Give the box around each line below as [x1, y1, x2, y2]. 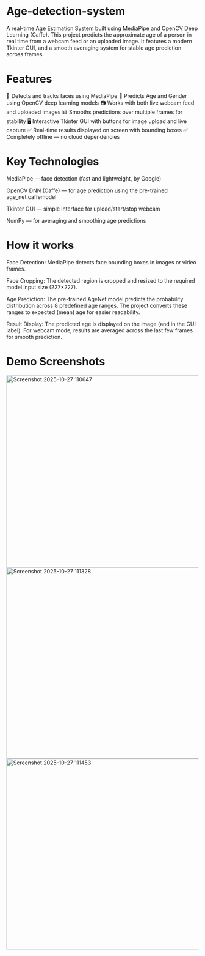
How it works [6, 239, 74, 252]
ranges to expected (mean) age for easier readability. [6, 308, 140, 316]
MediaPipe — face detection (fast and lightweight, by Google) [6, 174, 162, 182]
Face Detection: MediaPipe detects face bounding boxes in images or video [6, 258, 196, 266]
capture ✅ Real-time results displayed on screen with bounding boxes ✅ [6, 126, 188, 133]
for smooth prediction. [6, 333, 63, 340]
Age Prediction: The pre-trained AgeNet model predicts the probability [6, 295, 184, 302]
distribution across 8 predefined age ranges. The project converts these [6, 302, 188, 309]
